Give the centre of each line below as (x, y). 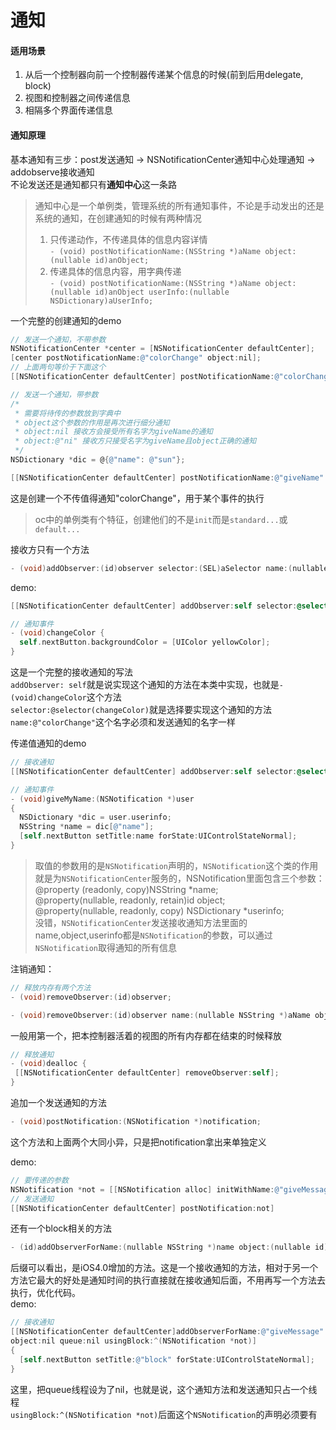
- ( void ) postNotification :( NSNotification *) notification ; (136, 1122)
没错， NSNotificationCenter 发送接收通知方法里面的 (141, 922)
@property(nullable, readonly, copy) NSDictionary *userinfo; (159, 910)
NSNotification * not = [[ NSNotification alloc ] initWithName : (142, 1189)
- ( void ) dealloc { (48, 1064)
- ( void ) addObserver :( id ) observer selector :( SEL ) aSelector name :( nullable (169, 568)
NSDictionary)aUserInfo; (101, 301)
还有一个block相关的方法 (61, 1228)
